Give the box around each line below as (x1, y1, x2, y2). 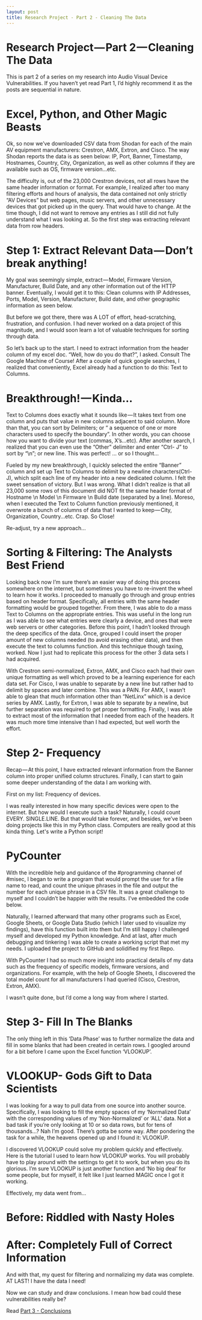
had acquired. (6, 656, 41, 663)
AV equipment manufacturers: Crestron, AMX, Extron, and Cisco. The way (6, 146, 189, 154)
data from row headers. (6, 222, 65, 229)
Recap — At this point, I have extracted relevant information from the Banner (6, 766, 194, 774)
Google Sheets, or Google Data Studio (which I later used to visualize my (6, 919, 186, 927)
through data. (6, 333, 40, 340)
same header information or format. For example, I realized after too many (6, 184, 189, 191)
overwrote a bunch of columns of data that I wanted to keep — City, (6, 507, 173, 514)
